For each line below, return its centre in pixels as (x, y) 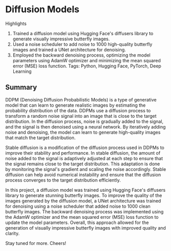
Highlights (16, 23)
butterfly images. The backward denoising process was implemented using (84, 211)
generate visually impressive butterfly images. (61, 39)
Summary (21, 87)
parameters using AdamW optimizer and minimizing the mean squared (87, 60)
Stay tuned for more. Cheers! (36, 243)
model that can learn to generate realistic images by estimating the (76, 105)
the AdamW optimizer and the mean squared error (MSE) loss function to (82, 217)
